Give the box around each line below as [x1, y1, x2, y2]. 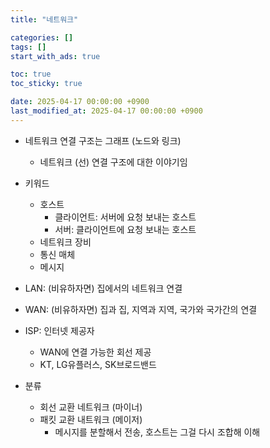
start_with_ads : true [10, 51, 101, 61]
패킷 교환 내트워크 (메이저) [39, 413, 143, 425]
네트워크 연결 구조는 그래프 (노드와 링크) [24, 134, 182, 146]
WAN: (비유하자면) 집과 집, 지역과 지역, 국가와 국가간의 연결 [24, 303, 258, 315]
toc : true [10, 69, 52, 80]
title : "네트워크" [10, 14, 79, 25]
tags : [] [10, 42, 47, 52]
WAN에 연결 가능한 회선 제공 [39, 346, 152, 358]
